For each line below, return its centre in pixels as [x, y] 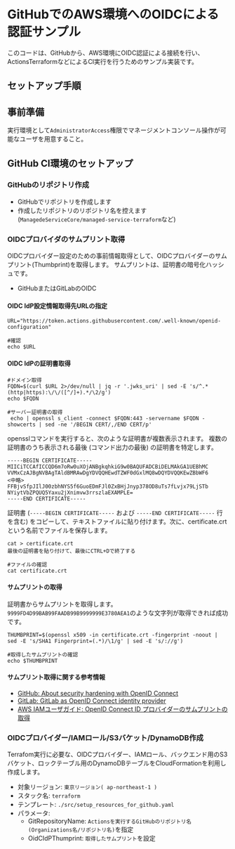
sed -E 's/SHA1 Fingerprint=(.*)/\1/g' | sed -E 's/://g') [95, 641]
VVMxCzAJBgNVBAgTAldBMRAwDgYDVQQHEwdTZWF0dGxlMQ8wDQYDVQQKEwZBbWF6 [108, 473]
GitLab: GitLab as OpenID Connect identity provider [92, 701]
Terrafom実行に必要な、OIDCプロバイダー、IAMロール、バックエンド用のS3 [117, 754]
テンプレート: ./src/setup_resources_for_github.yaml [96, 805]
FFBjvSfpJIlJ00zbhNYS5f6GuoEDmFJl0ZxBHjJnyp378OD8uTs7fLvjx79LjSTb [108, 486]
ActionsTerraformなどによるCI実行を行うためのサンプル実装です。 [103, 61]
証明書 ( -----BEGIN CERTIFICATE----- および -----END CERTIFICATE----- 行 [115, 512]
